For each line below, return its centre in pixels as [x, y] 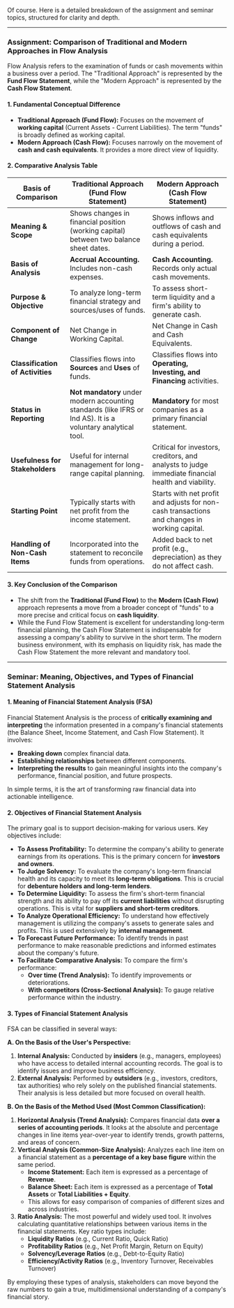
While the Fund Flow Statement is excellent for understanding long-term [121, 622]
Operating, [170, 363]
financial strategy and [105, 301]
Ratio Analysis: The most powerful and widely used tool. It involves [114, 1217]
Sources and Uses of [104, 367]
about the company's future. [58, 953]
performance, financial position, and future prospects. [95, 776]
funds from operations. [107, 561]
